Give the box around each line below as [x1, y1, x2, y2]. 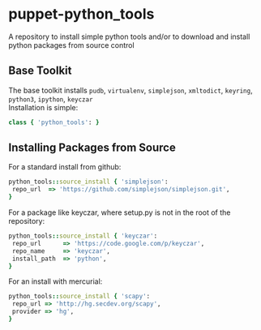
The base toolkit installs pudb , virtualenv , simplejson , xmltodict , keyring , [8, 85, 253, 95]
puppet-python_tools [8, 5, 155, 24]
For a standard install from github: [8, 162, 122, 172]
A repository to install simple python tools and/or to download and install [8, 32, 250, 41]
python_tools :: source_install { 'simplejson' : [8, 178, 169, 186]
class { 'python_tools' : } [8, 118, 100, 126]
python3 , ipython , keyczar [8, 94, 93, 104]
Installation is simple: [8, 102, 79, 112]
